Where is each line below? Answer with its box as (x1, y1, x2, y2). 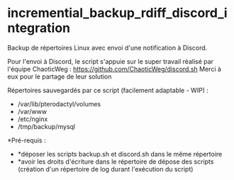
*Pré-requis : (7, 136, 46, 145)
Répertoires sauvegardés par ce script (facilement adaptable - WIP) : (7, 86, 209, 94)
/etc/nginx (17, 115, 48, 123)
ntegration (7, 20, 71, 36)
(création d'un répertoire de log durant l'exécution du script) (17, 164, 194, 173)
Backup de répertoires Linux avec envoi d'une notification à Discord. (7, 43, 208, 52)
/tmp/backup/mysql (17, 122, 76, 130)
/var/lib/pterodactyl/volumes (17, 99, 101, 108)
